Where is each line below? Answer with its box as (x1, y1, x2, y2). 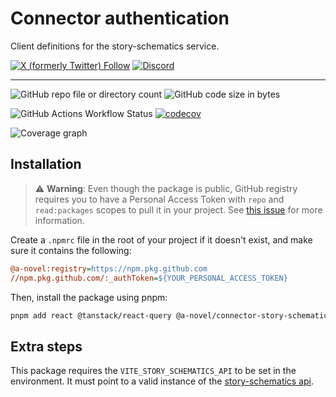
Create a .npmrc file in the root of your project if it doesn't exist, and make (10, 233, 313, 246)
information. (34, 214, 85, 226)
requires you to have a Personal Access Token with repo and (34, 193, 285, 205)
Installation (10, 156, 82, 173)
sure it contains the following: (10, 244, 132, 256)
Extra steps (10, 338, 83, 355)
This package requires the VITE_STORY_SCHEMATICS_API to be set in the (10, 365, 297, 377)
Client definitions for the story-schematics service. (10, 40, 220, 52)
